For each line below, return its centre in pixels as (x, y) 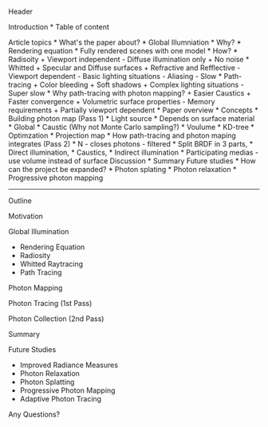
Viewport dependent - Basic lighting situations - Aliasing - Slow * (115, 76)
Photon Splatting (47, 382)
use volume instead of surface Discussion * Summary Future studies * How (132, 161)
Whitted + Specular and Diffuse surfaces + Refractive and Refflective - (124, 68)
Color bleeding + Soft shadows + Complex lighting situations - (142, 84)
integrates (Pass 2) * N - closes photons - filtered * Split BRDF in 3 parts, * (131, 144)
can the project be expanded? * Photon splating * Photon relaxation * (122, 169)
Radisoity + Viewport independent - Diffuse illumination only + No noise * (129, 59)
